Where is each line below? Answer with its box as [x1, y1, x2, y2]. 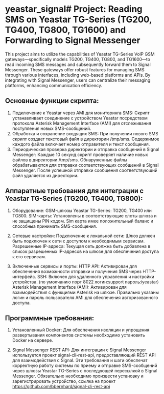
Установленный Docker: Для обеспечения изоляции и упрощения [12, 327, 150, 333]
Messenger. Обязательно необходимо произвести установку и [12, 373, 143, 379]
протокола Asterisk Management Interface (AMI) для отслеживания [12, 120, 152, 126]
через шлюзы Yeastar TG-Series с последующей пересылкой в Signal [12, 368, 158, 374]
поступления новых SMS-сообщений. [12, 125, 92, 131]
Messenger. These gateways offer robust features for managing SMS [5, 66, 144, 72]
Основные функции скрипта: [5, 97, 99, 105]
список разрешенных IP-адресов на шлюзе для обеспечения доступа [12, 248, 159, 254]
